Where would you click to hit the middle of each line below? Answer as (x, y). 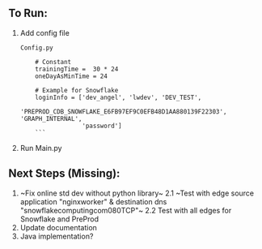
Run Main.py (41, 148)
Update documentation (58, 227)
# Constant (53, 62)
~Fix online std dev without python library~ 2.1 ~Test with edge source (137, 193)
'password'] (102, 126)
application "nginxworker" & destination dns (93, 201)
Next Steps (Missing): (64, 174)
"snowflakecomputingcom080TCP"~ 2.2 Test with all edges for (126, 210)
